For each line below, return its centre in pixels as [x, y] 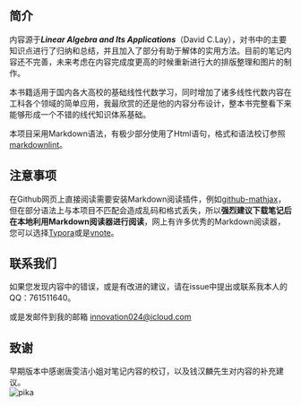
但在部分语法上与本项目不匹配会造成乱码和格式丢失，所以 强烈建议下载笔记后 [150, 210]
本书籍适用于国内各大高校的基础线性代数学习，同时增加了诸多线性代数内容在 [150, 91]
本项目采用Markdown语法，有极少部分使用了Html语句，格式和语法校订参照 [147, 134]
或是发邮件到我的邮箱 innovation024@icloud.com [100, 317]
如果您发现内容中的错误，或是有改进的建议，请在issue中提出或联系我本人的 [149, 287]
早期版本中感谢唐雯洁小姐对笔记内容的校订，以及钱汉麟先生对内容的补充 [142, 371]
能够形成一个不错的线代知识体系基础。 [80, 114]
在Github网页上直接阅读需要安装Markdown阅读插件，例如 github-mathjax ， [148, 199]
